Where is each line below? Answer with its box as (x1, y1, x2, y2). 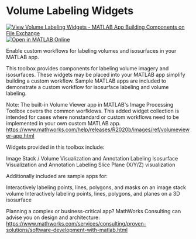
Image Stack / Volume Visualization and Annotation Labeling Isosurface (6, 155, 178, 162)
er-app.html (6, 132, 35, 139)
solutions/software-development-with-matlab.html (6, 226, 128, 233)
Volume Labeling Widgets (6, 4, 133, 18)
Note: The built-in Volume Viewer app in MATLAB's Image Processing (6, 101, 174, 108)
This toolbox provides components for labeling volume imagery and (6, 64, 169, 71)
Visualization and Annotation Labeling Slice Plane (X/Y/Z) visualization (6, 161, 176, 168)
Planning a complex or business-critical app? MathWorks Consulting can (6, 207, 181, 214)
